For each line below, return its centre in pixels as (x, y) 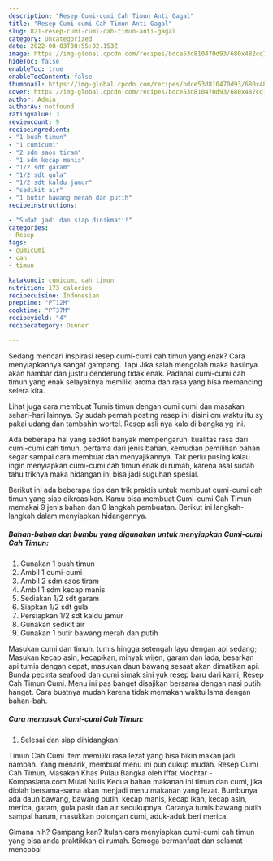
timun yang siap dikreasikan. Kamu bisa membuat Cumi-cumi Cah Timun (130, 499)
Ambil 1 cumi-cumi (51, 572)
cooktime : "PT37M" (39, 310)
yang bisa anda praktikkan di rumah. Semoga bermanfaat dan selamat (126, 841)
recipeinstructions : (43, 205)
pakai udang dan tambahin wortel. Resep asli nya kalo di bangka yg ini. (127, 424)
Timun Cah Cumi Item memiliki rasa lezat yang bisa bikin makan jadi (122, 755)
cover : (19, 92)
